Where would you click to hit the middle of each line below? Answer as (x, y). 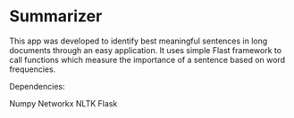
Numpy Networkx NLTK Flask (63, 103)
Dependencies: (37, 86)
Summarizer (56, 16)
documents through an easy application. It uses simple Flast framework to (146, 50)
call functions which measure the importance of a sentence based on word (147, 59)
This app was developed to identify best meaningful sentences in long (139, 41)
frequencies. (33, 69)
